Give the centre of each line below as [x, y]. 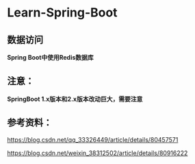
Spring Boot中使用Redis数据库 [50, 57]
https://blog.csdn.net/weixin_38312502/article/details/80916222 [97, 153]
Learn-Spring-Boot [62, 13]
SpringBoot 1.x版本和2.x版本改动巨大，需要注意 [75, 99]
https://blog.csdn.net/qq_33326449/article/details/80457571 [93, 139]
